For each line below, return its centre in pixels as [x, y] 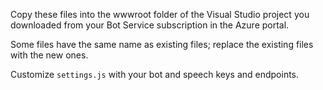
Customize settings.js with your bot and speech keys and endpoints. [155, 74]
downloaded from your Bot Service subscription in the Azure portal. [150, 25]
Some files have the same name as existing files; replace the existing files [162, 44]
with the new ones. [49, 55]
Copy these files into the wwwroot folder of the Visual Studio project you [160, 14]
